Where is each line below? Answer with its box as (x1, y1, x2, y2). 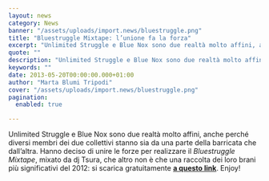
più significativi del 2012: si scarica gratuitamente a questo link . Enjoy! (8, 163, 241, 173)
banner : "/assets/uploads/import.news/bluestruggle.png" (8, 26, 203, 34)
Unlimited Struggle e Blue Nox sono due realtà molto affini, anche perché (8, 129, 250, 140)
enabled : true (15, 100, 62, 108)
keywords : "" (8, 64, 52, 72)
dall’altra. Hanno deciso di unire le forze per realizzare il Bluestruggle (8, 147, 235, 156)
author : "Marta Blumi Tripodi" (8, 78, 113, 86)
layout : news (8, 11, 52, 20)
